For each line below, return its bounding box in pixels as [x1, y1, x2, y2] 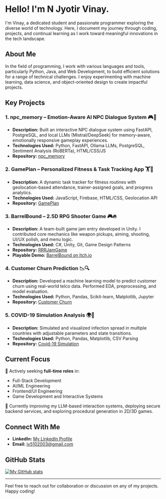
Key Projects [5, 99, 45, 107]
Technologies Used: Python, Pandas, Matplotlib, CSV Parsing [12, 335, 138, 341]
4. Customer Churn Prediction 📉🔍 [5, 265, 90, 272]
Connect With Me [5, 423, 60, 431]
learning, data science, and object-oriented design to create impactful [5, 79, 148, 85]
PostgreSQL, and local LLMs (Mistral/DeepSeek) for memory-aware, [12, 132, 152, 138]
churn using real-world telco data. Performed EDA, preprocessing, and [12, 283, 157, 289]
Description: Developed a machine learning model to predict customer [12, 278, 157, 284]
